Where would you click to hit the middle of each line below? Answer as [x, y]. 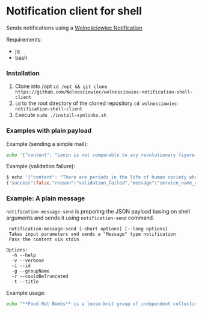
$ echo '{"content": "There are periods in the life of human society [96, 177]
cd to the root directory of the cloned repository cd [77, 103]
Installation [23, 73]
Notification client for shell [74, 11]
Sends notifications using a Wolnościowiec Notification [74, 28]
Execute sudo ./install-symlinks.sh [61, 115]
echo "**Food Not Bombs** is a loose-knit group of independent [88, 304]
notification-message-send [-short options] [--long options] [88, 229]
